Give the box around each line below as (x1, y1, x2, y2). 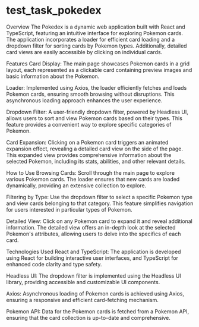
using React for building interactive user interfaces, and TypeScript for (6, 254, 179, 262)
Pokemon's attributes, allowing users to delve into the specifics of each (6, 230, 181, 237)
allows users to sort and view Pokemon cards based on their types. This (6, 114, 183, 122)
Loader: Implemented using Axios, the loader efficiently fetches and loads (6, 84, 187, 91)
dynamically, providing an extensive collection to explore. (6, 182, 147, 189)
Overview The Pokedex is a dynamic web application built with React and (6, 23, 185, 30)
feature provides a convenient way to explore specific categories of (6, 121, 172, 128)
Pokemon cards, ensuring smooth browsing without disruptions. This (6, 90, 175, 98)
